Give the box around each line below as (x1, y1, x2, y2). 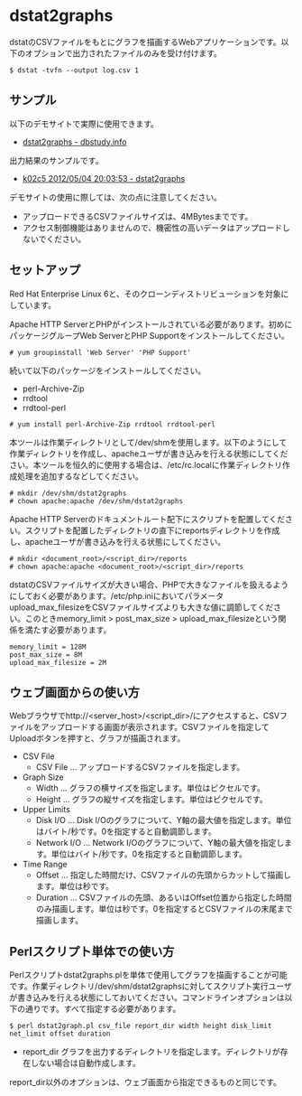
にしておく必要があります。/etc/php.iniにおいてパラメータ (9, 590, 224, 601)
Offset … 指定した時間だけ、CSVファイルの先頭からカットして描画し (35, 869, 291, 881)
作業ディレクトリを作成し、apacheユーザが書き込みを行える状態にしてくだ (9, 448, 288, 459)
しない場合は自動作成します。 (30, 1058, 142, 1069)
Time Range (22, 859, 68, 870)
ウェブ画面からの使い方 (9, 684, 140, 700)
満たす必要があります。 (24, 624, 112, 635)
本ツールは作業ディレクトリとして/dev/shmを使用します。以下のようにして (9, 436, 288, 447)
